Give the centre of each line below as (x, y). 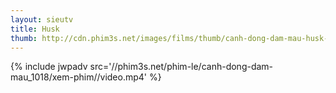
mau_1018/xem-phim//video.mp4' (79, 77)
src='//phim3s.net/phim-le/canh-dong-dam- (181, 67)
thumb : (24, 38)
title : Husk (35, 29)
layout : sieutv (42, 19)
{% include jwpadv (49, 67)
